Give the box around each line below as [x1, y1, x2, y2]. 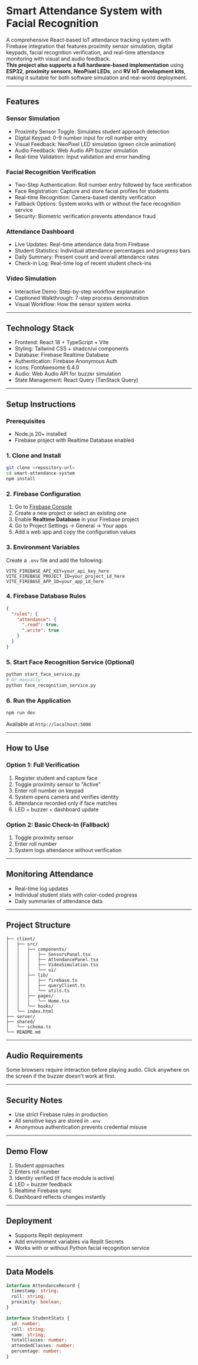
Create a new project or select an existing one [14, 510, 127, 517]
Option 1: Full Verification [6, 761, 80, 769]
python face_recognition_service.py [6, 682, 96, 688]
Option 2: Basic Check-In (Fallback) [6, 820, 110, 829]
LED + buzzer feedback [14, 1180, 72, 1188]
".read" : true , [21, 622, 60, 628]
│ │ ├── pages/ [6, 992, 54, 999]
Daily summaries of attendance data [14, 897, 103, 904]
